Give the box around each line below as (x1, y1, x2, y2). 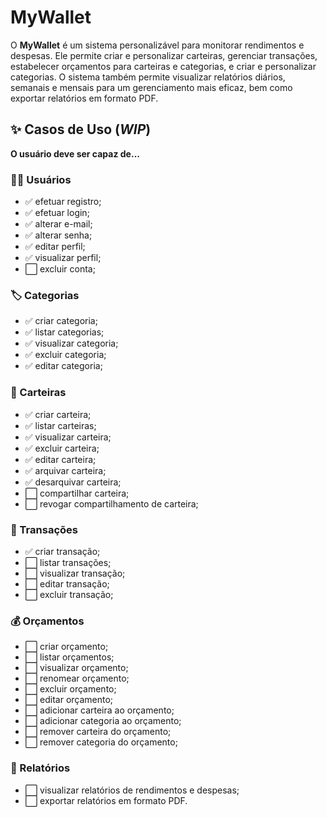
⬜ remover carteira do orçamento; (24, 726, 172, 738)
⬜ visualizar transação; (24, 567, 126, 579)
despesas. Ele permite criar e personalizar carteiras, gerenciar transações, (10, 49, 318, 61)
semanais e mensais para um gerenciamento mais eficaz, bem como (10, 81, 293, 93)
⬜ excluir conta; (24, 263, 96, 275)
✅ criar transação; (24, 545, 101, 557)
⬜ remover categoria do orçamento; (24, 736, 178, 748)
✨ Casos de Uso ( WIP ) (10, 121, 152, 138)
